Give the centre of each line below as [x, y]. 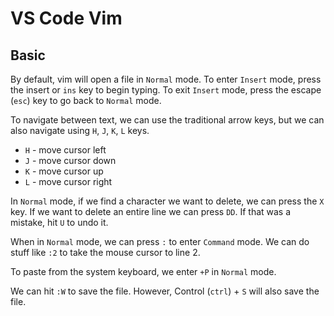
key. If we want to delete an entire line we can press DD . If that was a [151, 211]
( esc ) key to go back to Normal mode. [86, 100]
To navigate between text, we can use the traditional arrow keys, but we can [167, 120]
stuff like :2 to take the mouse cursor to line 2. [105, 252]
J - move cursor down [70, 160]
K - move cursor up [64, 171]
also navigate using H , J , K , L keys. [80, 130]
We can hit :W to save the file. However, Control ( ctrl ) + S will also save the [165, 291]
